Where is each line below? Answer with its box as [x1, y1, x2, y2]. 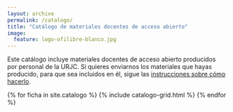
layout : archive [7, 10, 54, 17]
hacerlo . [7, 77, 31, 86]
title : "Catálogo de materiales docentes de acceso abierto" [7, 23, 188, 30]
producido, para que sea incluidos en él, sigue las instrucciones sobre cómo [7, 70, 226, 79]
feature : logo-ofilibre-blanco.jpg [13, 36, 117, 43]
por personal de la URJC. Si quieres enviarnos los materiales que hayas [7, 63, 212, 71]
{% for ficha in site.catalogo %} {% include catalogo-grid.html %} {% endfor [7, 91, 227, 99]
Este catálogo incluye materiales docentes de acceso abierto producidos [7, 55, 216, 63]
